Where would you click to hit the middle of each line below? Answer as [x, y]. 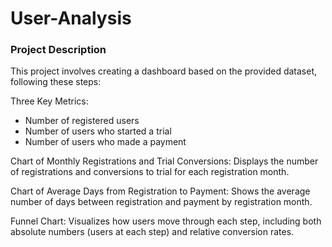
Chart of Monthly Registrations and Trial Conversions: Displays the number [164, 161]
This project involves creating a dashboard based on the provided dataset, [164, 71]
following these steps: [56, 82]
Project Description [58, 50]
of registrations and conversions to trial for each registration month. [150, 172]
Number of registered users [82, 121]
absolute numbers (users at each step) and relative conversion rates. [152, 232]
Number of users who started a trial [98, 131]
